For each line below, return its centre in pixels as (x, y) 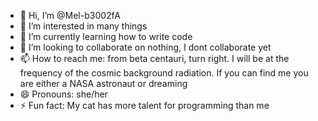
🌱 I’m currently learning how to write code (106, 36)
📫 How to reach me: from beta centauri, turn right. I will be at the (154, 58)
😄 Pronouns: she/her (63, 94)
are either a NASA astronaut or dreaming (103, 83)
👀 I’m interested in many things (83, 26)
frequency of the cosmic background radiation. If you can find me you (164, 73)
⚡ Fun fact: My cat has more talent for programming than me (144, 105)
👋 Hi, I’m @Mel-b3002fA (70, 15)
